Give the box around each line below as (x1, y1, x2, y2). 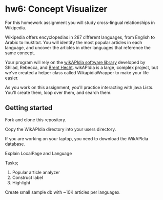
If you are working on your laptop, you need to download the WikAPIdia (5, 135, 149, 141)
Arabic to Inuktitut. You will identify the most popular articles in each (5, 39, 143, 45)
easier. (5, 75, 19, 81)
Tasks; (5, 160, 19, 166)
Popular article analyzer (12, 169, 60, 175)
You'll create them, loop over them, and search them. (5, 89, 112, 95)
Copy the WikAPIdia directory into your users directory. (5, 126, 116, 132)
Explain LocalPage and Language (5, 150, 72, 156)
